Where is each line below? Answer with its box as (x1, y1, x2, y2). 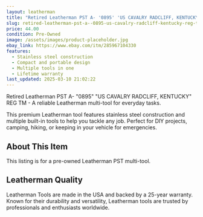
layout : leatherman (6, 8, 56, 15)
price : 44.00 (6, 25, 39, 32)
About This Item (6, 141, 68, 152)
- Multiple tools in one (11, 65, 74, 71)
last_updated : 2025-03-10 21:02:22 (6, 76, 96, 82)
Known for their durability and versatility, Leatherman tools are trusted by (6, 197, 188, 204)
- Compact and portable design (11, 59, 91, 65)
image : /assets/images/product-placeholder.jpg (6, 37, 129, 43)
